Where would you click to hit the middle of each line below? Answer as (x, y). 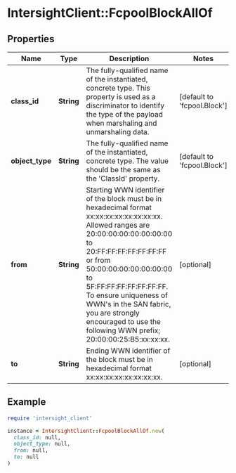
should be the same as (123, 170)
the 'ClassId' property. (123, 179)
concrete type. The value (127, 161)
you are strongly (113, 313)
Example (27, 402)
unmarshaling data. (118, 132)
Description (129, 59)
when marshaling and (122, 123)
